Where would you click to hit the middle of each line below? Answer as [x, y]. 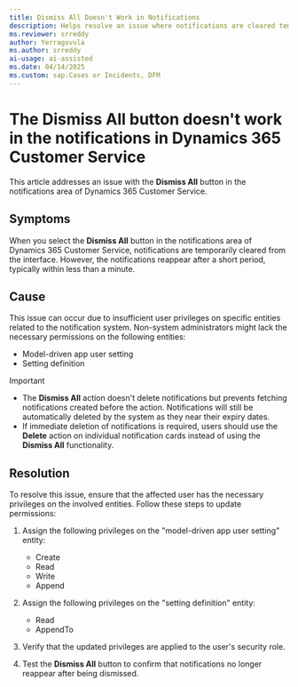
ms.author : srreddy [45, 51]
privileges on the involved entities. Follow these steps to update [125, 504]
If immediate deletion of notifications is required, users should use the [150, 427]
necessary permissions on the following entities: [98, 337]
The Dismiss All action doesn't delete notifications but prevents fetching [155, 398]
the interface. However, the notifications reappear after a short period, [137, 260]
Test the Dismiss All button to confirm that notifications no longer [142, 664]
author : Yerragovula [47, 42]
